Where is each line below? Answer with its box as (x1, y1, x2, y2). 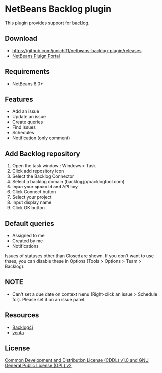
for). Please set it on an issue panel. (12, 296, 86, 302)
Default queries (5, 219, 54, 228)
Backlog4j (12, 324, 33, 330)
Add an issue (12, 108, 40, 114)
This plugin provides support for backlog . (5, 20, 90, 26)
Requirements (5, 67, 50, 76)
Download (5, 34, 37, 43)
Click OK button (12, 205, 45, 211)
